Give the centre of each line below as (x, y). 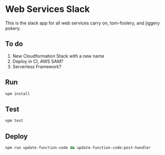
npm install (17, 94)
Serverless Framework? (37, 66)
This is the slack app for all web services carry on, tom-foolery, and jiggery (82, 23)
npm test (14, 121)
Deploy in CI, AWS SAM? (38, 61)
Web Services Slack (47, 9)
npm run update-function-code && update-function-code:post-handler (78, 148)
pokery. (13, 28)
